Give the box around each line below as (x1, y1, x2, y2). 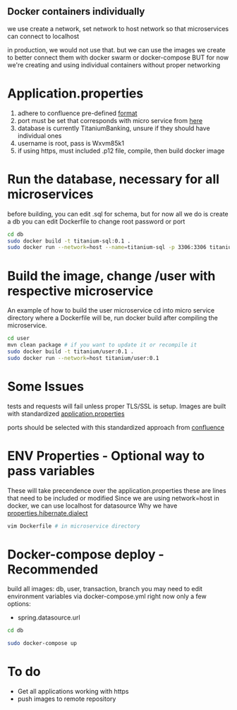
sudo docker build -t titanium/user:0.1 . (7, 348, 134, 355)
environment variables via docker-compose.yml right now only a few (7, 592, 207, 600)
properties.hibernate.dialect (7, 508, 88, 517)
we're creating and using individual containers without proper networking (7, 60, 221, 69)
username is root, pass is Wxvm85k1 (17, 139, 125, 147)
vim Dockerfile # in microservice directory (7, 523, 140, 530)
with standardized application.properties (7, 409, 125, 418)
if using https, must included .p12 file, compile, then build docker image (17, 146, 225, 155)
